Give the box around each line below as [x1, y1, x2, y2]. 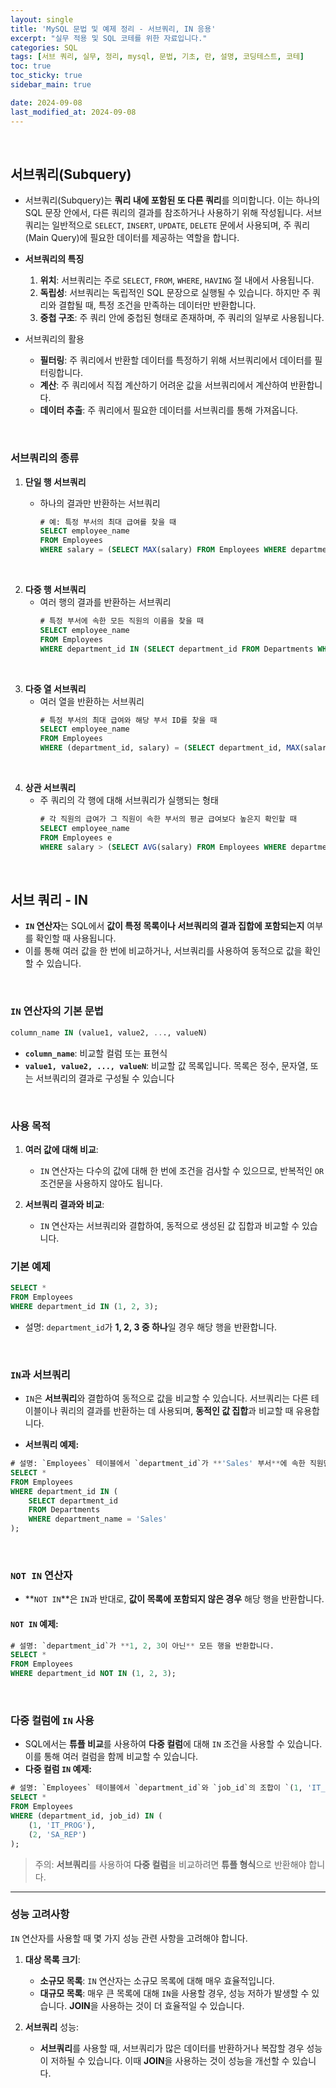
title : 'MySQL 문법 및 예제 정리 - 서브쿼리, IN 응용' [10, 24, 217, 34]
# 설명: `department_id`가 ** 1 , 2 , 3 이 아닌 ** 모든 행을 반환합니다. [10, 1641, 275, 1651]
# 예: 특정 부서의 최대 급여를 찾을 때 [39, 517, 177, 527]
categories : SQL [10, 42, 78, 53]
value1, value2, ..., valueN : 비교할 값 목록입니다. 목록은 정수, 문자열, [24, 1059, 308, 1071]
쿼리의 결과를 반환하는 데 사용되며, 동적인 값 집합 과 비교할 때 [59, 1405, 294, 1417]
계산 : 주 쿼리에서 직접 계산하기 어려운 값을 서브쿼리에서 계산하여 [39, 379, 288, 391]
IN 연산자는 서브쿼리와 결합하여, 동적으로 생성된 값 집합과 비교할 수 [39, 1219, 300, 1231]
